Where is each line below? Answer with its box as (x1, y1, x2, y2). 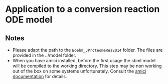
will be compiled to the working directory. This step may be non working (12, 63, 162, 69)
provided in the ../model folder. (12, 52, 77, 58)
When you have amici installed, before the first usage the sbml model (12, 58, 156, 63)
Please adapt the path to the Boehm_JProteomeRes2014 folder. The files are (12, 47, 163, 53)
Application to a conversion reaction (5, 3, 160, 15)
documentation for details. (12, 74, 67, 79)
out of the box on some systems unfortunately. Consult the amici (12, 68, 146, 74)
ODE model (5, 14, 53, 25)
